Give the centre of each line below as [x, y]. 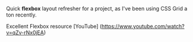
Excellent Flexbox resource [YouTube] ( [54, 26]
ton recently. [22, 15]
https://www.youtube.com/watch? [143, 26]
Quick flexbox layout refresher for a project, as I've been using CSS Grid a [97, 9]
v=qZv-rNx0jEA [25, 33]
